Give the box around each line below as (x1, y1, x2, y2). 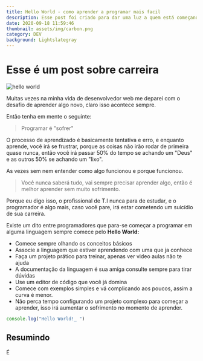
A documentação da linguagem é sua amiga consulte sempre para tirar (14, 265, 192, 273)
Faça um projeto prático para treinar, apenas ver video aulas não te (14, 252, 182, 260)
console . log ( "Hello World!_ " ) (6, 316, 85, 322)
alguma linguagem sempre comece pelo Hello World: (6, 228, 140, 235)
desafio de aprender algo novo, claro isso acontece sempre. (6, 101, 156, 108)
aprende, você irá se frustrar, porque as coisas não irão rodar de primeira (6, 143, 189, 150)
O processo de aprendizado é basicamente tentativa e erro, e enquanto (6, 136, 184, 143)
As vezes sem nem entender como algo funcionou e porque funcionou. (6, 167, 184, 174)
